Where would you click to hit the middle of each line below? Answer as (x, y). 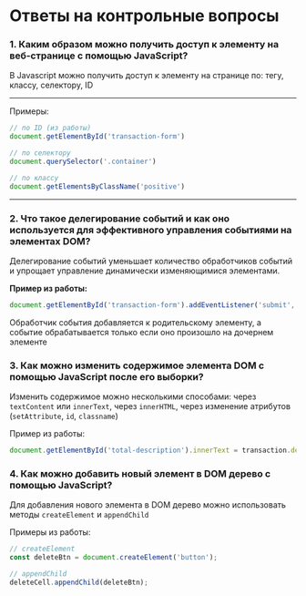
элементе (28, 342)
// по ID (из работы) (51, 128)
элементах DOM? (50, 241)
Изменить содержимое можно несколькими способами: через (133, 396)
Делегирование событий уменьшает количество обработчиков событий (151, 262)
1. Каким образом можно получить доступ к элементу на (144, 45)
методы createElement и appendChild (79, 515)
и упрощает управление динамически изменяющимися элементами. (145, 271)
